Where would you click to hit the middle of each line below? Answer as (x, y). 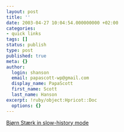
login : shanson (30, 73)
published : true (26, 56)
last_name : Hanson (35, 95)
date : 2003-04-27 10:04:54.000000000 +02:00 (62, 23)
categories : (21, 28)
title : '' (18, 17)
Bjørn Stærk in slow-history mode (48, 122)
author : (16, 67)
